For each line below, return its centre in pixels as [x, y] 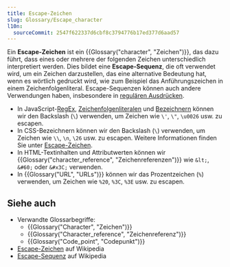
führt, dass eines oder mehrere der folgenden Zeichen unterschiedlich [106, 60]
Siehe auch [32, 203]
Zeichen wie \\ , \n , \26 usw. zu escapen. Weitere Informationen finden [117, 138]
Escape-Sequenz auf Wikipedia [61, 256]
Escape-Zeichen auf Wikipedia [60, 249]
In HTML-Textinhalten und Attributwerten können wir [91, 153]
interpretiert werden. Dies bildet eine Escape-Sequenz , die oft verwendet [111, 66]
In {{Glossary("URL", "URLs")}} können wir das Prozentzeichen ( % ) [111, 175]
